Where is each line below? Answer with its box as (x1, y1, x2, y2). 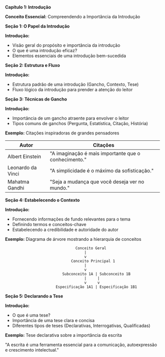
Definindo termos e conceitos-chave (12, 222, 87, 227)
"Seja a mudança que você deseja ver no (50, 178, 144, 185)
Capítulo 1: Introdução (5, 4, 52, 10)
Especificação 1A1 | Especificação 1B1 (55, 285, 137, 290)
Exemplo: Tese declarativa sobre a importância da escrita (5, 332, 122, 338)
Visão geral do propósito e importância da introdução (12, 42, 120, 48)
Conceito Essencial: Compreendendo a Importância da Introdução (5, 14, 140, 19)
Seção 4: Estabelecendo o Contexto (5, 197, 80, 203)
